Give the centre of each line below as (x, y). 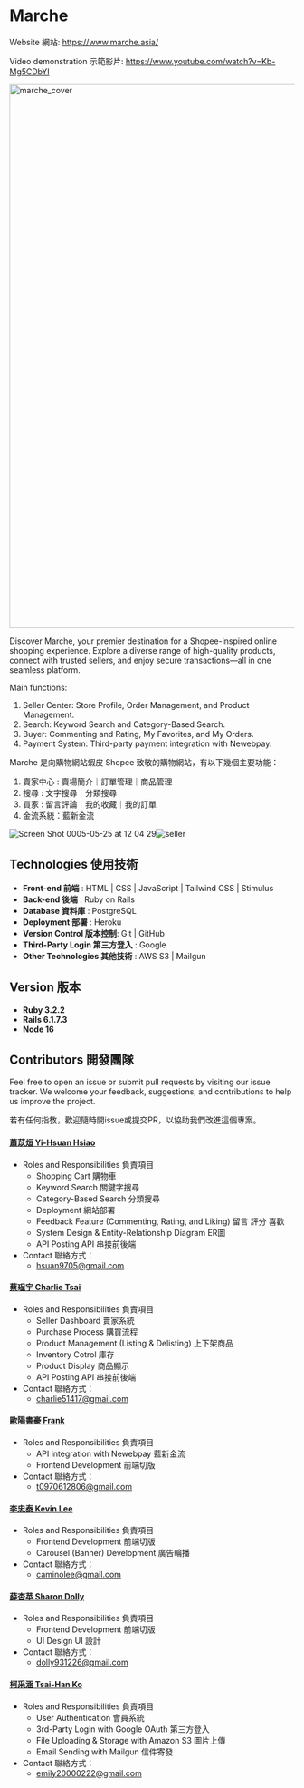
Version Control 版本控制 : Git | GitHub (94, 933)
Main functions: (38, 687)
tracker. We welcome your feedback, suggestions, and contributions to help (151, 1092)
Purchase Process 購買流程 (87, 1331)
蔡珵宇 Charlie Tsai (45, 1288)
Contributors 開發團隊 (71, 1059)
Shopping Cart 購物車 (76, 1176)
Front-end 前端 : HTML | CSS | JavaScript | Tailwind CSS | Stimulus (148, 888)
